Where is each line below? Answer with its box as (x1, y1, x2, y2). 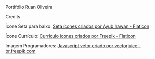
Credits (5, 14, 21, 19)
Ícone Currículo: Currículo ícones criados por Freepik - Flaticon (5, 33, 136, 39)
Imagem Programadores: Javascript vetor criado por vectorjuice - (5, 43, 141, 49)
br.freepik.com (5, 48, 36, 54)
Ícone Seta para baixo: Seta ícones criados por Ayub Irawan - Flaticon (5, 23, 149, 29)
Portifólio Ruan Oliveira (5, 4, 53, 10)
